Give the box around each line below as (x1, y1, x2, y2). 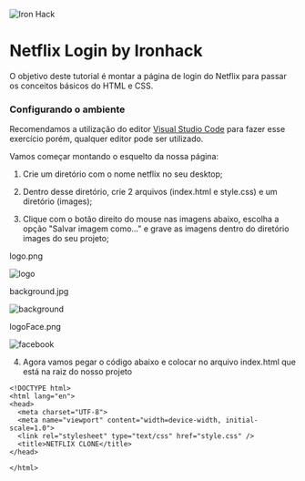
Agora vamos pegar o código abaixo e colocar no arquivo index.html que (22, 356, 297, 368)
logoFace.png (9, 322, 62, 333)
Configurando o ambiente (9, 103, 126, 116)
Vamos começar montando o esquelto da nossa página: (9, 151, 219, 162)
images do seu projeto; (22, 233, 109, 244)
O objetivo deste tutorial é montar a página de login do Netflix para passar (9, 70, 287, 81)
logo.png (9, 251, 44, 261)
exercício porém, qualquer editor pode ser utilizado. (9, 133, 204, 145)
